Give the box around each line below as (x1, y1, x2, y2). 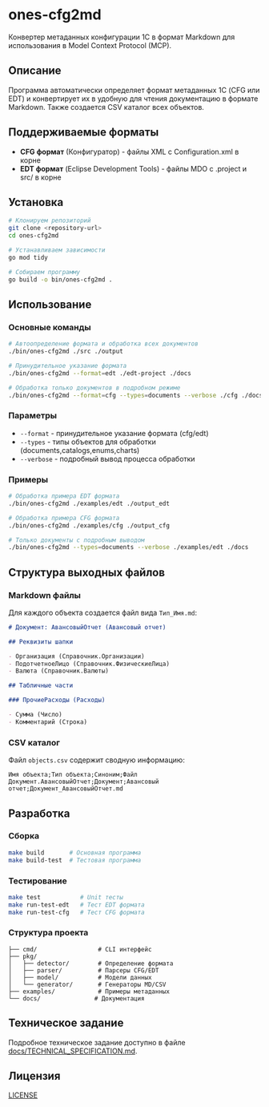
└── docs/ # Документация (8, 994, 146, 1003)
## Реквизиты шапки (8, 637, 74, 646)
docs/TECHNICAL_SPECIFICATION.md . (8, 1046, 138, 1056)
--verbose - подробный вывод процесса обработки (19, 454, 195, 463)
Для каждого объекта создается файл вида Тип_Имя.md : (8, 608, 198, 617)
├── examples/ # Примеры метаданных (8, 988, 171, 996)
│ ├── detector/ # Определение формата (8, 960, 174, 968)
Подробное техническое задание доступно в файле (8, 1037, 186, 1047)
